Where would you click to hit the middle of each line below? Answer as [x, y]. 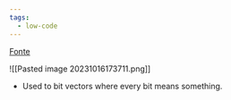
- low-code [38, 26]
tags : [19, 17]
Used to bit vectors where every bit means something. [122, 86]
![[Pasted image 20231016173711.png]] [80, 69]
